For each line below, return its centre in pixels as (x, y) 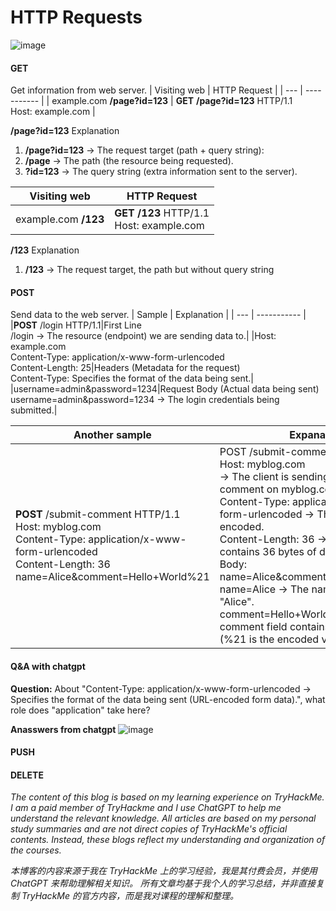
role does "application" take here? (80, 710)
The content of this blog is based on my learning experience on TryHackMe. (167, 797)
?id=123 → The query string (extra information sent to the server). (161, 172)
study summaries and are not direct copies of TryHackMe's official (149, 829)
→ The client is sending (274, 477)
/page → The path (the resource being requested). (129, 161)
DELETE (27, 775)
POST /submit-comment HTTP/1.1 (98, 514)
